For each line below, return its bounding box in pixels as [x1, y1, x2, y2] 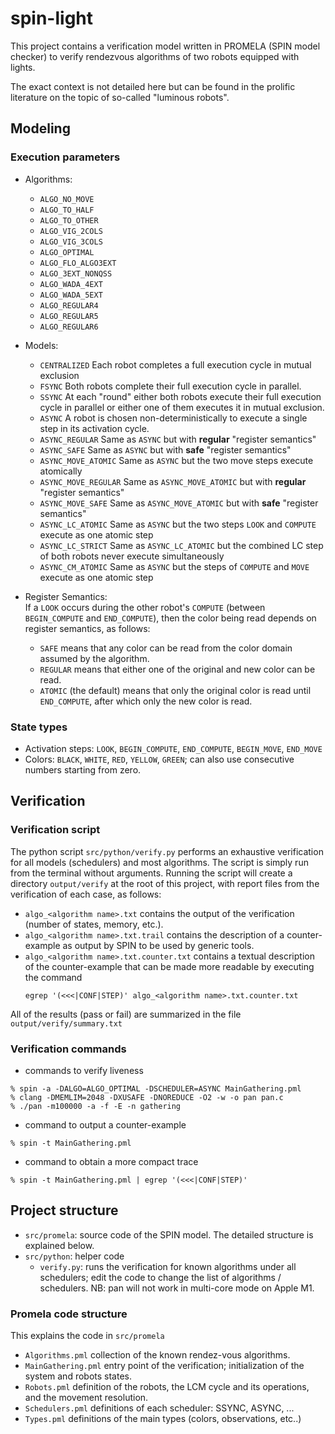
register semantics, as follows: [24, 622, 151, 634]
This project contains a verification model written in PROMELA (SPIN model [10, 40, 321, 52]
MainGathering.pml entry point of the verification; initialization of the [24, 1360, 305, 1372]
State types [10, 720, 68, 734]
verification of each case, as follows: [10, 888, 162, 900]
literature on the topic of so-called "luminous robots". [10, 91, 230, 103]
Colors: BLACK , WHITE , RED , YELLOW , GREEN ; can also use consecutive [24, 753, 295, 765]
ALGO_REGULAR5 [39, 311, 99, 321]
